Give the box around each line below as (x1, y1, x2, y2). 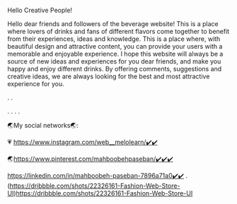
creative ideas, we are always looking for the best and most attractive (7, 72, 210, 80)
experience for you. (7, 80, 65, 88)
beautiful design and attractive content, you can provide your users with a (7, 42, 223, 50)
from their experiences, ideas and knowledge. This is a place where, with (7, 35, 221, 43)
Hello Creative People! (7, 6, 73, 14)
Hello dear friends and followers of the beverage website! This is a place (7, 20, 219, 28)
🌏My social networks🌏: (7, 121, 79, 129)
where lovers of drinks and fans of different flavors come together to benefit (7, 28, 230, 35)
